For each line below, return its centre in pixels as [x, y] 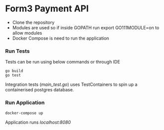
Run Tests [17, 51]
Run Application [25, 103]
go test [13, 75]
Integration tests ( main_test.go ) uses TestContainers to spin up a [71, 84]
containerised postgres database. [40, 90]
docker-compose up [24, 113]
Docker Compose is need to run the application [61, 38]
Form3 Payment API [47, 9]
